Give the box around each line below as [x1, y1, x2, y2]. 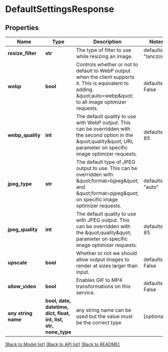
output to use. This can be [75, 165, 137, 171]
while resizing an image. [75, 53, 133, 59]
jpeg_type [7, 180, 32, 187]
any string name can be [75, 306, 131, 313]
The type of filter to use [75, 46, 131, 53]
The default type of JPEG [75, 158, 135, 165]
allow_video [7, 283, 36, 289]
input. [75, 268, 90, 275]
